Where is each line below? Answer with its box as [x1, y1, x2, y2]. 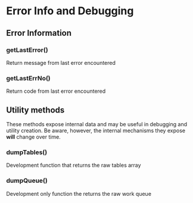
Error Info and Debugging [6, 4, 134, 18]
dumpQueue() [6, 177, 48, 185]
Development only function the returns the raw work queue [6, 190, 152, 197]
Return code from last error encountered [6, 88, 106, 95]
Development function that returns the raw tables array [6, 162, 141, 169]
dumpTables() [6, 148, 48, 156]
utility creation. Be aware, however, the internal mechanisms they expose [6, 127, 186, 134]
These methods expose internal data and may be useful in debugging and [6, 120, 188, 127]
